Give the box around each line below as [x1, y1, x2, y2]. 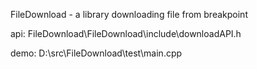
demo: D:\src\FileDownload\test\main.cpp [10, 47, 183, 59]
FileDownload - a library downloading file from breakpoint [10, 9, 248, 20]
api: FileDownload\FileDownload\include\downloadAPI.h [10, 28, 242, 39]
